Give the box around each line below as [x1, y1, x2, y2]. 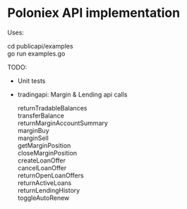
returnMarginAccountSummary [17, 118, 108, 127]
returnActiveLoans [17, 178, 72, 187]
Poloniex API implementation [7, 5, 181, 21]
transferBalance [17, 111, 65, 120]
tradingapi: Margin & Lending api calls [17, 90, 128, 99]
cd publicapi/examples [7, 42, 73, 50]
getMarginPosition [17, 141, 71, 149]
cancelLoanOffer [17, 163, 67, 172]
